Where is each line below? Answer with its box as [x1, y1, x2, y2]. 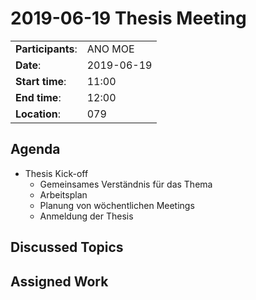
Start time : [15, 74, 67, 88]
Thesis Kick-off [24, 167, 89, 179]
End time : [15, 90, 62, 104]
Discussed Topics [10, 239, 124, 256]
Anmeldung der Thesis [39, 210, 134, 222]
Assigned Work [10, 273, 109, 290]
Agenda [10, 141, 61, 158]
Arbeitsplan [39, 188, 88, 201]
